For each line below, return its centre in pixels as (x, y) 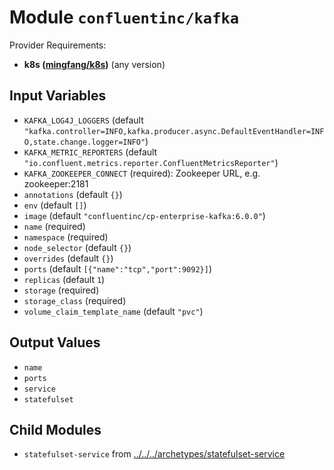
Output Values (55, 342)
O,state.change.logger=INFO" (84, 142)
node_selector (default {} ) (77, 247)
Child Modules (55, 429)
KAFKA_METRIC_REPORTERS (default (90, 152)
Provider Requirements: (58, 45)
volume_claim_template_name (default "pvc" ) (113, 311)
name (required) (54, 226)
